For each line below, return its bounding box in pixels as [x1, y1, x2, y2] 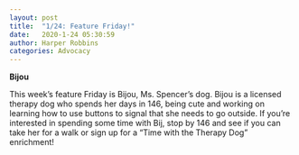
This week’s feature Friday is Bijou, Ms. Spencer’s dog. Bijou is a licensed [9, 89, 282, 100]
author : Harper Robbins [9, 38, 99, 48]
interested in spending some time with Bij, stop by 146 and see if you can [9, 118, 282, 129]
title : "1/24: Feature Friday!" [9, 22, 135, 31]
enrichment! [9, 137, 54, 148]
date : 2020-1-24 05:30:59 [9, 30, 116, 39]
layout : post [9, 13, 59, 23]
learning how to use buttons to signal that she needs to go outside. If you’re [9, 108, 291, 119]
